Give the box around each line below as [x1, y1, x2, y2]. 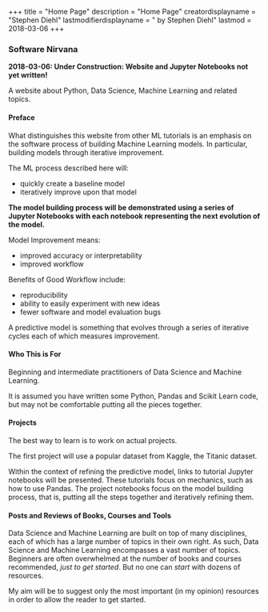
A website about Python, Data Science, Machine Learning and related [8, 86, 238, 95]
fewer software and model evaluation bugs [19, 307, 162, 317]
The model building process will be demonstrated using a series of [8, 202, 234, 212]
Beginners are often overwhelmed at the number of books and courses [8, 554, 242, 563]
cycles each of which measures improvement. [8, 331, 160, 341]
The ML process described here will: [8, 163, 130, 173]
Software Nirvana [8, 43, 78, 54]
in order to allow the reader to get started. [8, 595, 146, 605]
